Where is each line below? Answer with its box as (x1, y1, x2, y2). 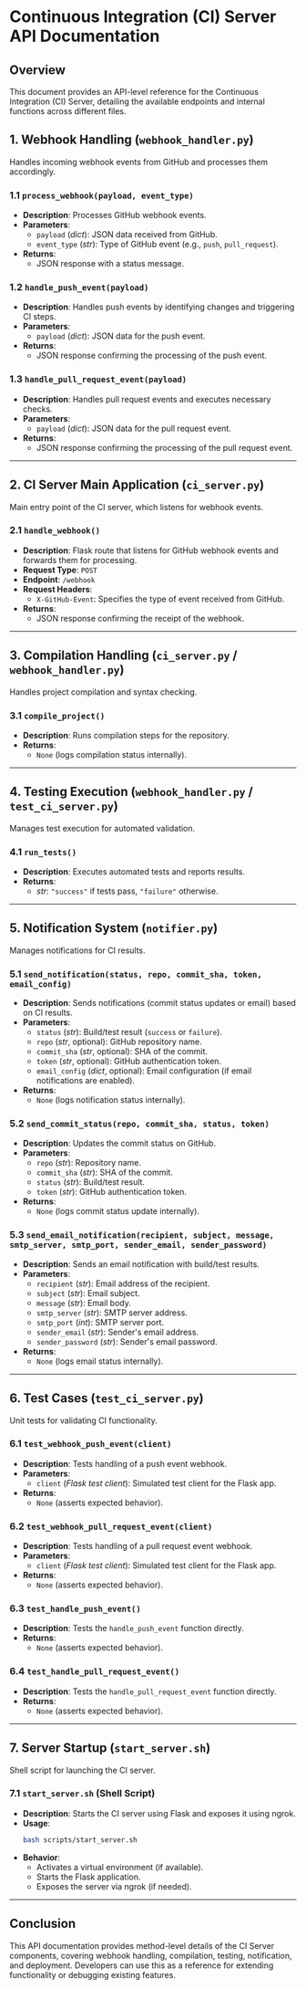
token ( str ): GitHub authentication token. (36, 1187, 188, 1198)
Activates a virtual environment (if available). (36, 1861, 204, 1872)
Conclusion (9, 1916, 76, 1931)
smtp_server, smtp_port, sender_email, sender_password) (9, 1240, 268, 1251)
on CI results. (22, 1007, 73, 1019)
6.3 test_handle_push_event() (9, 1602, 141, 1615)
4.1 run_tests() (9, 845, 77, 858)
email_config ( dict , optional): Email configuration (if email (36, 1065, 252, 1076)
